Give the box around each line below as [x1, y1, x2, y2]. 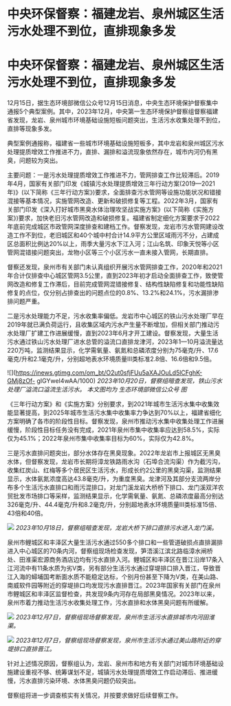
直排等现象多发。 [7, 124, 56, 133]
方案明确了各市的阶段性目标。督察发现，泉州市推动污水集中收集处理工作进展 [7, 417, 224, 426]
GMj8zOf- [7, 377, 36, 385]
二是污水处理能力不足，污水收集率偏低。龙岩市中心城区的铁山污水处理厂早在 [7, 312, 224, 320]
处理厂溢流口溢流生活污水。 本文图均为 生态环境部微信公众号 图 [7, 386, 187, 394]
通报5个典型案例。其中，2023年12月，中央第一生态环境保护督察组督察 [7, 107, 207, 115]
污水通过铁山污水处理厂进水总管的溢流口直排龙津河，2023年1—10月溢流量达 [7, 338, 223, 346]
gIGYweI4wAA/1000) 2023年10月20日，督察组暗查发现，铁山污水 [36, 377, 222, 385]
